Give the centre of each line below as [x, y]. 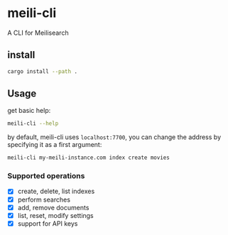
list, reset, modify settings [55, 215]
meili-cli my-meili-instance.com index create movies [89, 158]
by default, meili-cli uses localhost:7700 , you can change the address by [114, 137]
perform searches [44, 200]
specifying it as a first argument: [55, 145]
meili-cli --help [33, 124]
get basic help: [29, 111]
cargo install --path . [43, 71]
